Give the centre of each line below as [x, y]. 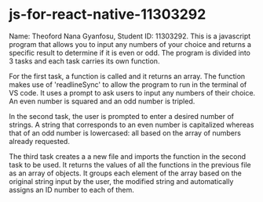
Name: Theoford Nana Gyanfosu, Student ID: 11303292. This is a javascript [130, 36]
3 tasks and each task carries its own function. [84, 61]
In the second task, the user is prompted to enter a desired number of [122, 116]
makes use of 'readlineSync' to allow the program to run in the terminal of [128, 85]
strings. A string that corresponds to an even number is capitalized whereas [131, 124]
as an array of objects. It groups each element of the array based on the [125, 173]
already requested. [39, 141]
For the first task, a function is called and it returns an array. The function [127, 76]
